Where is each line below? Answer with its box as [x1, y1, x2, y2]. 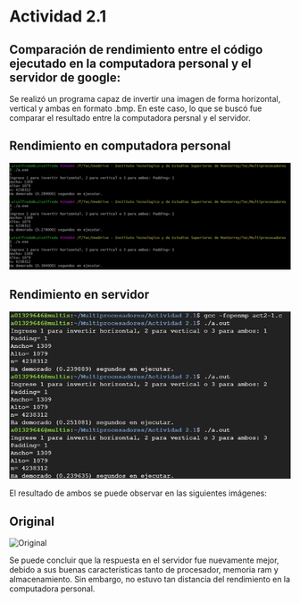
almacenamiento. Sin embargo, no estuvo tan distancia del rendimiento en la [9, 573, 291, 584]
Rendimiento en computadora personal [9, 139, 231, 154]
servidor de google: [9, 70, 121, 85]
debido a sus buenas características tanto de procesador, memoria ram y [9, 564, 279, 574]
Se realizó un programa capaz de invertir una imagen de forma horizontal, [9, 94, 281, 104]
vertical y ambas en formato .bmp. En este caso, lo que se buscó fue [9, 103, 262, 114]
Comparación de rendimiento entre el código [9, 42, 263, 57]
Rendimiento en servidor [9, 287, 150, 302]
